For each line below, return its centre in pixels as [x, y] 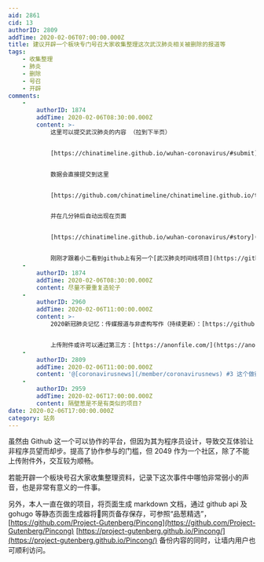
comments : [24, 96]
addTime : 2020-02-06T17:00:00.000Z [95, 396]
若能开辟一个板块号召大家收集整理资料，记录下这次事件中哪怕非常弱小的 [125, 478]
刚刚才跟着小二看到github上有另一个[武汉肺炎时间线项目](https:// [147, 259]
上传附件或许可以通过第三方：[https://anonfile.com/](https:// [147, 345]
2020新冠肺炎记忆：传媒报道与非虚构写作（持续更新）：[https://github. [154, 324]
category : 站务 [32, 418]
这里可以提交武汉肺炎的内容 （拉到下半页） [110, 132]
